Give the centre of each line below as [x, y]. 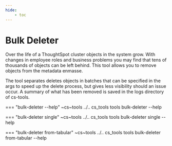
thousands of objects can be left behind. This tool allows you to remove [81, 65]
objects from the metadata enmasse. [44, 71]
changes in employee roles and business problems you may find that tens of [86, 60]
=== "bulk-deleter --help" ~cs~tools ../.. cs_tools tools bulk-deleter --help [83, 107]
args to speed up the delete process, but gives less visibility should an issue [86, 86]
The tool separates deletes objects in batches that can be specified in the [83, 81]
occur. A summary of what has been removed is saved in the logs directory [85, 92]
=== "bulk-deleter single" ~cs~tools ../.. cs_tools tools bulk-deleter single [83, 117]
